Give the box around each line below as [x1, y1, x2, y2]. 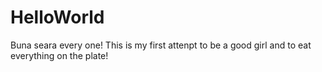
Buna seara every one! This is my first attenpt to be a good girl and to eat [10, 39, 312, 51]
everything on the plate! [10, 49, 109, 61]
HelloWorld [10, 6, 105, 29]
